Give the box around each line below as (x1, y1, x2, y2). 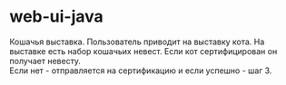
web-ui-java (9, 6, 104, 27)
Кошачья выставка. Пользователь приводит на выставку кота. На (9, 36, 265, 47)
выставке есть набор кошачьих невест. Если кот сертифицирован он (9, 45, 278, 56)
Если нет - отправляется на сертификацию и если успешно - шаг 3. (9, 65, 272, 76)
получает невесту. (9, 55, 82, 66)
